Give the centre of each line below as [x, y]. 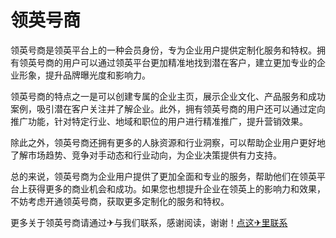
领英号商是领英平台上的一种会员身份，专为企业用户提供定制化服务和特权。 [163, 50]
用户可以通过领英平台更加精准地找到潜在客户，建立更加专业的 [189, 62]
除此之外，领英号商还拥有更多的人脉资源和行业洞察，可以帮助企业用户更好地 [168, 142]
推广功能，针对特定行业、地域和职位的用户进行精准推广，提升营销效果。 [159, 121]
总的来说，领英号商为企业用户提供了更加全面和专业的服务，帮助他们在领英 [163, 176]
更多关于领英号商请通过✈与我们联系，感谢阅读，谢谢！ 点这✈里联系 [149, 222]
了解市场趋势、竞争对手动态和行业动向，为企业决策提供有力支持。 [146, 155]
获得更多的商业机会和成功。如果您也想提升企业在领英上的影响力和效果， [176, 188]
